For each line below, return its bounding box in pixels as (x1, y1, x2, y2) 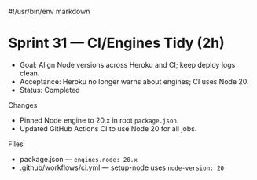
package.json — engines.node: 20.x (19, 154, 138, 163)
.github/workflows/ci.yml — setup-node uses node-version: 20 (19, 163, 225, 172)
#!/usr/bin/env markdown (8, 7, 90, 16)
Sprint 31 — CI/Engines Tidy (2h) (8, 35, 226, 52)
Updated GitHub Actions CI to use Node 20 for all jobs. (19, 123, 197, 133)
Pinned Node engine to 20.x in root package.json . (19, 116, 179, 125)
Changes (8, 100, 38, 109)
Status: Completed (19, 85, 80, 94)
